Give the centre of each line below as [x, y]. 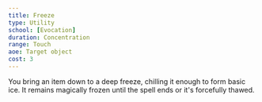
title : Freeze [32, 15]
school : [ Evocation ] [42, 30]
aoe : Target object [40, 52]
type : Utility [32, 23]
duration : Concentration [49, 37]
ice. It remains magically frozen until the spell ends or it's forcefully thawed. [131, 89]
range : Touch [30, 45]
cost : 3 [21, 60]
